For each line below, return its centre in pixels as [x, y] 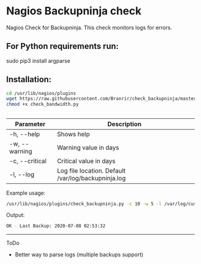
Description [124, 124]
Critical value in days [86, 161]
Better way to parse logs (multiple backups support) [79, 254]
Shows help [73, 134]
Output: [16, 215]
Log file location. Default [91, 170]
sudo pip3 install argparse [38, 60]
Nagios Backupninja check [74, 11]
